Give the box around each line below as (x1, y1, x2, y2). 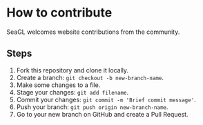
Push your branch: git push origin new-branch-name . (16, 102, 168, 111)
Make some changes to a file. (16, 81, 101, 89)
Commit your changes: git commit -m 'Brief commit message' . (16, 95, 196, 104)
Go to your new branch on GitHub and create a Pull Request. (16, 110, 188, 118)
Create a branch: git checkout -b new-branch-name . (16, 73, 164, 81)
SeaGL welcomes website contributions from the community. (6, 28, 180, 36)
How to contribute (6, 5, 113, 21)
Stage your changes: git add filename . (16, 88, 129, 96)
